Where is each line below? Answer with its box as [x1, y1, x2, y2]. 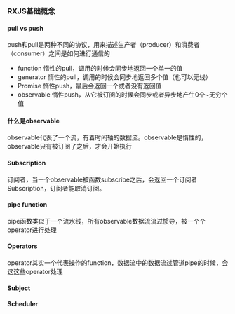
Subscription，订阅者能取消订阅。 [7, 184, 106, 192]
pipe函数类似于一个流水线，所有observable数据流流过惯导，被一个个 [7, 217, 206, 225]
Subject [7, 284, 31, 292]
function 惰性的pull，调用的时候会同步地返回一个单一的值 [17, 64, 183, 73]
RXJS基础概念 [7, 6, 55, 15]
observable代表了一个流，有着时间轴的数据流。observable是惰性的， [7, 133, 208, 142]
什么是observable [7, 116, 60, 125]
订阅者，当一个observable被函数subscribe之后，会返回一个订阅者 [7, 175, 198, 184]
